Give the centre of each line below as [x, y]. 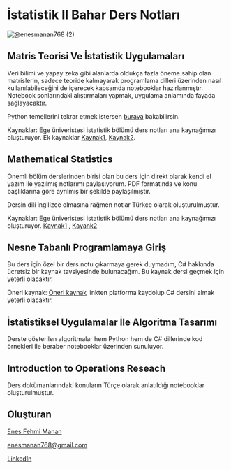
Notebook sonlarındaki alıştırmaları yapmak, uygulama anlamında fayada [111, 95]
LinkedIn [20, 459]
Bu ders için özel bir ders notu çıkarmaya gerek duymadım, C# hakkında [111, 264]
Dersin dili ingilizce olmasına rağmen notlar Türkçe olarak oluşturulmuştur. [113, 204]
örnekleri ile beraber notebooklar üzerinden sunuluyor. [85, 347]
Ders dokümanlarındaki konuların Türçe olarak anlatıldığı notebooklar [106, 385]
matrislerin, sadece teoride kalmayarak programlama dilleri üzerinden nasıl [114, 80]
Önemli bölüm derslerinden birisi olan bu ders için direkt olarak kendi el [109, 176]
